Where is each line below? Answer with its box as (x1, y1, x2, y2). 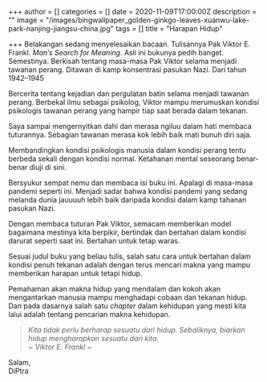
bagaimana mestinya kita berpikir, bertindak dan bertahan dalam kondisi (8, 227, 247, 237)
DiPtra (8, 366, 30, 376)
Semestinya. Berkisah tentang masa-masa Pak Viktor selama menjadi (8, 56, 237, 66)
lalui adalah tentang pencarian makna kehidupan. (8, 310, 171, 319)
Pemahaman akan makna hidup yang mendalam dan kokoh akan (8, 284, 221, 293)
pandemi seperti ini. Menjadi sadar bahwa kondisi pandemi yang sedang (8, 187, 248, 195)
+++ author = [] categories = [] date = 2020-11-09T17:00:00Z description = (8, 7, 257, 16)
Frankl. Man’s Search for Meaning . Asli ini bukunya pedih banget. (8, 48, 225, 57)
